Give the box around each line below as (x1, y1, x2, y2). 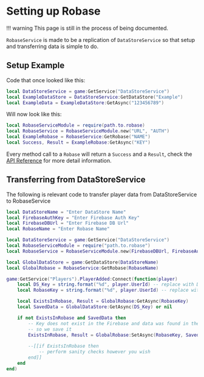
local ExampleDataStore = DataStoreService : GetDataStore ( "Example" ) (6, 94, 183, 100)
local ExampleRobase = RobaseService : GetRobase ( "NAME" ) (6, 134, 151, 140)
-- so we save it (28, 326, 72, 333)
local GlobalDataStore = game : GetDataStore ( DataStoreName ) (6, 259, 159, 266)
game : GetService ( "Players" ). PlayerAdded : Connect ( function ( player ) (6, 276, 178, 282)
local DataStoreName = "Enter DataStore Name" (6, 209, 126, 215)
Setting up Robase (6, 4, 101, 18)
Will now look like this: (6, 111, 62, 118)
